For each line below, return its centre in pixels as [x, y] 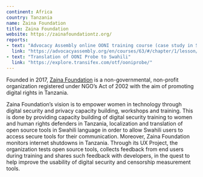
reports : [17, 40]
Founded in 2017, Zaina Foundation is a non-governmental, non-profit [92, 80]
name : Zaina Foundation [36, 23]
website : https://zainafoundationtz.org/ [59, 34]
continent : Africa [29, 12]
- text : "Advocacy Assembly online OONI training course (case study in [100, 46]
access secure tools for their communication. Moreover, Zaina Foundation [98, 136]
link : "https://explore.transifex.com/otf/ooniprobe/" [82, 62]
